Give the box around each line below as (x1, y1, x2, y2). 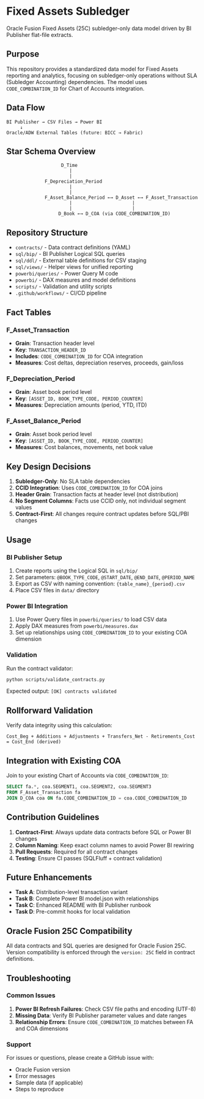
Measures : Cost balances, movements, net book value (15, 444, 153, 451)
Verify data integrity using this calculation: (6, 722, 113, 729)
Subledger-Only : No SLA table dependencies (15, 477, 130, 485)
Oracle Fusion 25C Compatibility (6, 925, 133, 936)
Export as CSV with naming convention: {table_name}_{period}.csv (15, 580, 185, 587)
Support (6, 1040, 32, 1049)
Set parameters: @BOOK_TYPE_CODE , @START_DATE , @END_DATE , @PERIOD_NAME (15, 573, 195, 580)
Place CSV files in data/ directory (15, 586, 100, 593)
